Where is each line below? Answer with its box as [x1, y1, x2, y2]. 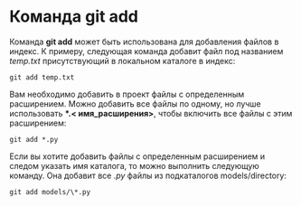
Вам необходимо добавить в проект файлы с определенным [9, 89, 245, 99]
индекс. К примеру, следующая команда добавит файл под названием [9, 45, 284, 56]
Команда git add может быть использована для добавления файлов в [9, 36, 279, 47]
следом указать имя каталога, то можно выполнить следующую [9, 160, 259, 171]
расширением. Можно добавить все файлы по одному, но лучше [9, 98, 262, 109]
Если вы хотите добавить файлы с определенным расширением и [9, 151, 266, 162]
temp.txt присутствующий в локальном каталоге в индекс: [9, 55, 236, 66]
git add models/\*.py [9, 187, 91, 196]
